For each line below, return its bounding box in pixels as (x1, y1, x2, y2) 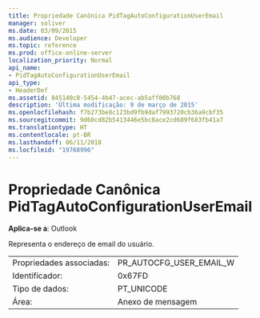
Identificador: (12, 270, 62, 281)
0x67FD (117, 270, 149, 281)
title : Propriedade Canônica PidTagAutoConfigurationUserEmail (8, 11, 224, 20)
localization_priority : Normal (8, 57, 113, 65)
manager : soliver (8, 19, 66, 27)
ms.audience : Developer (8, 34, 88, 42)
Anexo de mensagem (117, 296, 198, 308)
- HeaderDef (8, 86, 48, 95)
